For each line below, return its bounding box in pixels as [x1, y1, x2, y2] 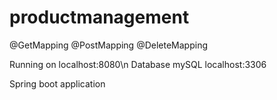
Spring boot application [9, 77, 106, 90]
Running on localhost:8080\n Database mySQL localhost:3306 [9, 58, 267, 70]
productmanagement [9, 6, 190, 29]
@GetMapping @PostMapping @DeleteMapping [9, 39, 208, 51]
